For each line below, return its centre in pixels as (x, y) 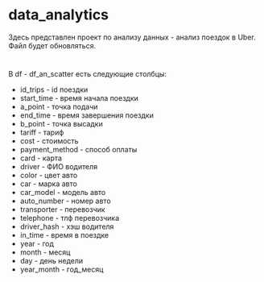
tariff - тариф (42, 133)
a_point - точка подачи (59, 107)
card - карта (41, 158)
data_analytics (59, 15)
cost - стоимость (49, 141)
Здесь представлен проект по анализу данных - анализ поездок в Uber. (132, 37)
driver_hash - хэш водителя (67, 226)
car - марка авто (49, 184)
